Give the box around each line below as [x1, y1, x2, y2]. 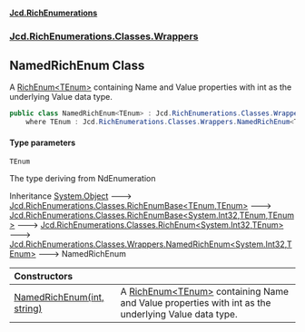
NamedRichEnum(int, [14, 291, 104, 304]
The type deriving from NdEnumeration [9, 173, 156, 184]
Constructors [14, 270, 74, 283]
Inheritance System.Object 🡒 [9, 190, 133, 201]
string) [14, 302, 43, 315]
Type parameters [9, 137, 76, 148]
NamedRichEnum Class [9, 57, 145, 73]
